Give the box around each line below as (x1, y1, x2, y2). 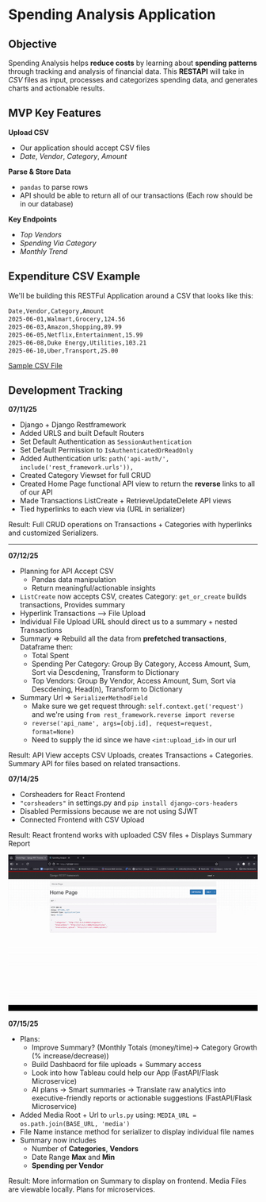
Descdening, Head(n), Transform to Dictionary (31, 684, 184, 694)
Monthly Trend (19, 246, 68, 256)
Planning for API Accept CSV (19, 566, 115, 576)
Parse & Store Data (8, 167, 71, 176)
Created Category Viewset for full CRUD (19, 471, 152, 480)
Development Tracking (8, 383, 123, 398)
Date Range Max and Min (31, 1153, 116, 1162)
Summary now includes (19, 1135, 97, 1145)
